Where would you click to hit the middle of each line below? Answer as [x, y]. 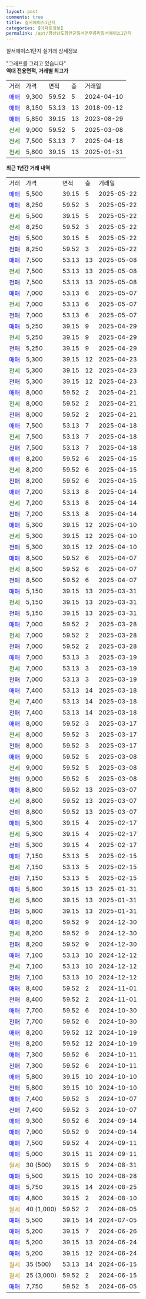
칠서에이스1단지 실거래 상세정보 [42, 51]
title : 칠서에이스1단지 [31, 22]
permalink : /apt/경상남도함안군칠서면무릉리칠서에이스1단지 [69, 34]
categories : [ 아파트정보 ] [35, 28]
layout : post [22, 11]
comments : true [25, 17]
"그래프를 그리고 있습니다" [36, 64]
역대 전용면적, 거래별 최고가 [37, 71]
